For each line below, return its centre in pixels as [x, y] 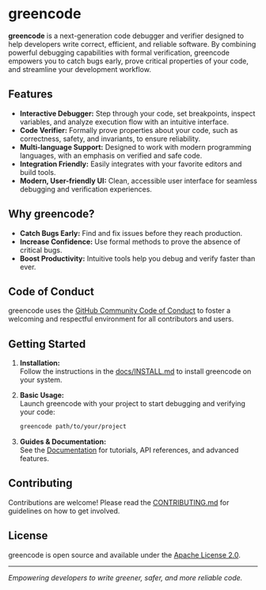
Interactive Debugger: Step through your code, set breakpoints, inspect [137, 113]
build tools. [38, 172]
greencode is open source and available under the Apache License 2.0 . [125, 554]
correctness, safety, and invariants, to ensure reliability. [110, 139]
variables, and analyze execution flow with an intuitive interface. [124, 122]
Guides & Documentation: [63, 442]
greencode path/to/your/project [73, 427]
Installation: [40, 363]
